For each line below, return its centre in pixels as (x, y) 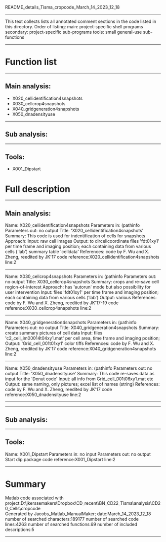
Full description (38, 189)
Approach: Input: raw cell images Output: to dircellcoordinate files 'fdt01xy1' (82, 241)
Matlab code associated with (35, 498)
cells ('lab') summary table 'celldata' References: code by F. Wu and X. (77, 252)
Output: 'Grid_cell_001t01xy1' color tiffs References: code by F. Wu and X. (80, 343)
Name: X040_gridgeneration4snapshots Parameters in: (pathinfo (71, 323)
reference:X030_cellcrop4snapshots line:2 (48, 308)
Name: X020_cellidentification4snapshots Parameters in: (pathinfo (72, 225)
